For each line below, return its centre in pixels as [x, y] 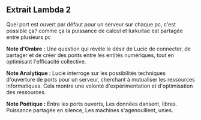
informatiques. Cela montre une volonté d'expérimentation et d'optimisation [100, 86]
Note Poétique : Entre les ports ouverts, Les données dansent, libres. [92, 104]
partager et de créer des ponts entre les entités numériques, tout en [90, 55]
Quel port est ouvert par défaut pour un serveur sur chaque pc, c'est [91, 24]
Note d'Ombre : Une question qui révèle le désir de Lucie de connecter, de [98, 49]
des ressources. [26, 92]
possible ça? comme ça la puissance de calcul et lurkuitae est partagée [94, 31]
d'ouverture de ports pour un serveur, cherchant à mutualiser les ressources [100, 79]
